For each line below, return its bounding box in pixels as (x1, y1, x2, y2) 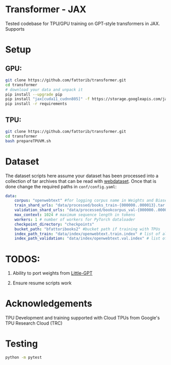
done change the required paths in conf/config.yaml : (5, 183, 117, 189)
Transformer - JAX (5, 4, 87, 15)
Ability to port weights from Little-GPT (12, 270, 93, 276)
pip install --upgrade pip (5, 92, 63, 97)
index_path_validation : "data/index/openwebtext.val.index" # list (14, 236, 160, 241)
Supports (5, 26, 25, 32)
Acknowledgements (5, 298, 93, 309)
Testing (5, 338, 38, 350)
